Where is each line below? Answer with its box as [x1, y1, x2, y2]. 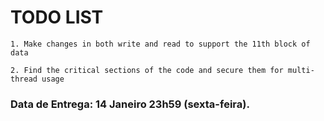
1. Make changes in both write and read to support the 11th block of [10, 39, 311, 49]
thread [10, 74, 38, 84]
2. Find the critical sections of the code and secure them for [10, 65, 284, 75]
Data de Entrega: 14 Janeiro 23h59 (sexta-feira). [10, 97, 250, 111]
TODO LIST [10, 6, 104, 29]
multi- [287, 65, 315, 75]
